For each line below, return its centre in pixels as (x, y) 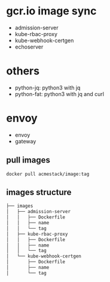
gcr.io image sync (51, 11)
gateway (25, 141)
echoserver (29, 47)
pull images (28, 160)
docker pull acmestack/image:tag (48, 174)
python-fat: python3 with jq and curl (59, 94)
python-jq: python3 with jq (48, 88)
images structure (39, 192)
